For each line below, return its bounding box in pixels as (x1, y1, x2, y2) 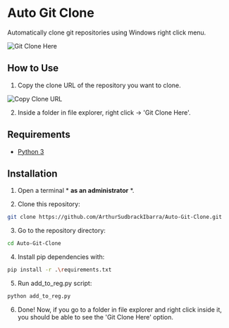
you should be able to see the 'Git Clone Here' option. (17, 313, 174, 321)
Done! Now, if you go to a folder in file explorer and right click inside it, (17, 305, 222, 314)
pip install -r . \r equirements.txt (7, 266, 112, 274)
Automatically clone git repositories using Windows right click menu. (7, 28, 206, 37)
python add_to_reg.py (7, 293, 71, 300)
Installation (7, 168, 58, 179)
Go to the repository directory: (17, 227, 106, 235)
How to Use (7, 62, 59, 75)
